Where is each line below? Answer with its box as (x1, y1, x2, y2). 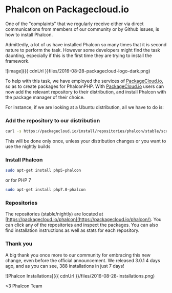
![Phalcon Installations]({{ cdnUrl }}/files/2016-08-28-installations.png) (5, 272, 155, 279)
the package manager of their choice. (5, 94, 85, 100)
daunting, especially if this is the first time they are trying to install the (5, 52, 152, 59)
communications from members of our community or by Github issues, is (5, 26, 160, 32)
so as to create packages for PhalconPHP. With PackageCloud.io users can (5, 83, 164, 89)
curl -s (5, 129, 22, 134)
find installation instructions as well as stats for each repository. (5, 227, 140, 233)
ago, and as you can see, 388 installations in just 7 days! (5, 263, 124, 269)
